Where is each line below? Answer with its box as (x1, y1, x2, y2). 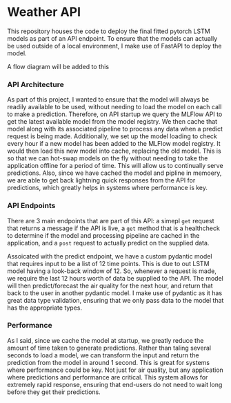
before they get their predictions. (7, 388, 101, 396)
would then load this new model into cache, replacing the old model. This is (7, 147, 222, 156)
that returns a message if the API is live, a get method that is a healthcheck (7, 224, 221, 232)
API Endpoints (7, 201, 56, 211)
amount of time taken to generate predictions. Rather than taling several (7, 344, 212, 352)
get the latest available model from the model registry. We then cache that (7, 118, 218, 126)
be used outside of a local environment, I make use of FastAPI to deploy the (7, 41, 222, 50)
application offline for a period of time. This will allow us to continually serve (7, 162, 223, 170)
